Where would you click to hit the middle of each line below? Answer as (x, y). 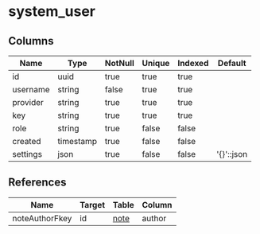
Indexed (193, 63)
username (31, 90)
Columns (31, 41)
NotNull (120, 63)
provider (28, 102)
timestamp (78, 141)
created (27, 141)
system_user (52, 12)
